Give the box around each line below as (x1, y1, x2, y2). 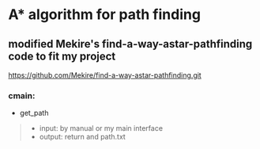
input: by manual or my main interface (39, 124, 164, 133)
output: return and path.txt (39, 132, 126, 142)
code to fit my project (8, 49, 116, 63)
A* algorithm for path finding (8, 6, 202, 24)
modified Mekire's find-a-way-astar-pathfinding (8, 37, 253, 51)
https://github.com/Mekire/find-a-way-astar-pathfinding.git (8, 71, 202, 80)
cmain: (8, 90, 36, 101)
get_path (19, 109, 49, 118)
